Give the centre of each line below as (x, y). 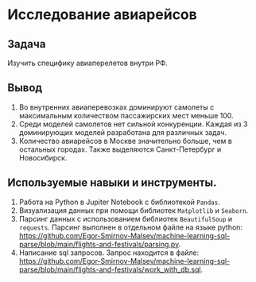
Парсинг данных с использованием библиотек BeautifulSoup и (126, 218)
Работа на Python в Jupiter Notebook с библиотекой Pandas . (119, 202)
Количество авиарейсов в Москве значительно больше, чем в (125, 141)
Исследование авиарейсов (103, 15)
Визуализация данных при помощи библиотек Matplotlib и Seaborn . (134, 210)
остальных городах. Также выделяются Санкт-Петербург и (120, 149)
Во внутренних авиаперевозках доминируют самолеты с (116, 107)
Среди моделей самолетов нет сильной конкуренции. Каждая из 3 (133, 124)
